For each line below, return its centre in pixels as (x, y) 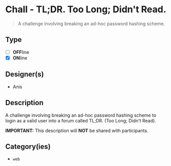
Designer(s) (25, 75)
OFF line (21, 52)
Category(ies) (28, 146)
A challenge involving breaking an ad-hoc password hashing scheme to (81, 115)
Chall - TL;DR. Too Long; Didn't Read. (86, 9)
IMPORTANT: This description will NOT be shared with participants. (77, 130)
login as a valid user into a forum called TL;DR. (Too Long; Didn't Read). (81, 120)
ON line (20, 58)
